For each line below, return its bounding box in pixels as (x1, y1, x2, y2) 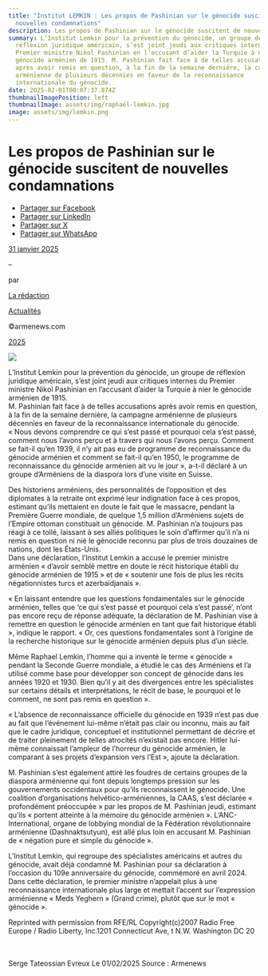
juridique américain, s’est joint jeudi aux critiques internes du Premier (8, 376, 235, 385)
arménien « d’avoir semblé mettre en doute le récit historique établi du (8, 561, 239, 571)
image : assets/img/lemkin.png (8, 109, 109, 117)
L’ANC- (214, 810, 238, 819)
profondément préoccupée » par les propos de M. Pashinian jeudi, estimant (8, 801, 257, 811)
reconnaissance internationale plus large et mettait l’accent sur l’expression (8, 885, 256, 894)
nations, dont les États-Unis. (8, 544, 101, 554)
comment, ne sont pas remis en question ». (8, 694, 151, 703)
